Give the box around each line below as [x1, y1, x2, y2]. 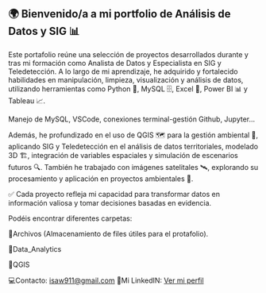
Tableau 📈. [8, 95, 46, 106]
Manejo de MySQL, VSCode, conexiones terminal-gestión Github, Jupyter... [8, 114, 256, 124]
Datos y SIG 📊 [8, 25, 80, 38]
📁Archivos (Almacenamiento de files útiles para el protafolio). [8, 229, 209, 238]
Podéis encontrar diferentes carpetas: [8, 214, 133, 223]
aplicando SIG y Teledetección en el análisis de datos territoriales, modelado [8, 141, 259, 151]
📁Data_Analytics [8, 244, 62, 253]
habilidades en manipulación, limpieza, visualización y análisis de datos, [8, 75, 244, 84]
